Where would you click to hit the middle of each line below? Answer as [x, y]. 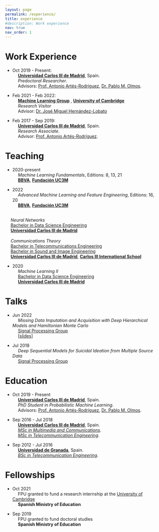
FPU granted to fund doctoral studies [55, 519]
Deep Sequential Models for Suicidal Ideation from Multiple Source [85, 350]
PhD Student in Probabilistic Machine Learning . [66, 405]
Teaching [25, 156]
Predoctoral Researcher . [43, 80]
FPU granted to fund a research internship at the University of [80, 494]
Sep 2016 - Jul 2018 [32, 420]
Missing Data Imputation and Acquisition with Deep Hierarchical [83, 320]
